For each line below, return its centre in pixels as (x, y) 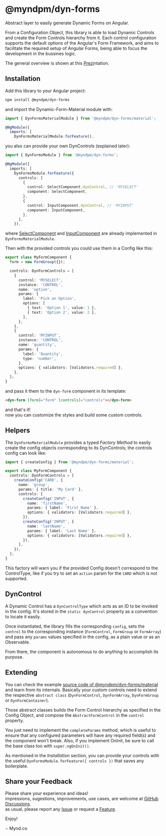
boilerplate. (17, 766)
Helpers (18, 431)
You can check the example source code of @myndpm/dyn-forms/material (82, 684)
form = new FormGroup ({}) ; (37, 262)
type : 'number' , (40, 358)
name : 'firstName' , (47, 503)
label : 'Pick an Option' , (50, 299)
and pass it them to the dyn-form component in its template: (66, 391)
